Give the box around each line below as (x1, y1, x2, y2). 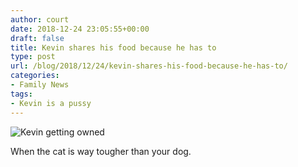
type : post (10, 52, 56, 62)
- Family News (10, 80, 70, 90)
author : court (10, 14, 70, 25)
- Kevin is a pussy (10, 98, 92, 108)
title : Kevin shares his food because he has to (10, 42, 217, 53)
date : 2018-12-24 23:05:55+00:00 (10, 24, 150, 34)
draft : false (10, 33, 65, 43)
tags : (10, 89, 33, 99)
